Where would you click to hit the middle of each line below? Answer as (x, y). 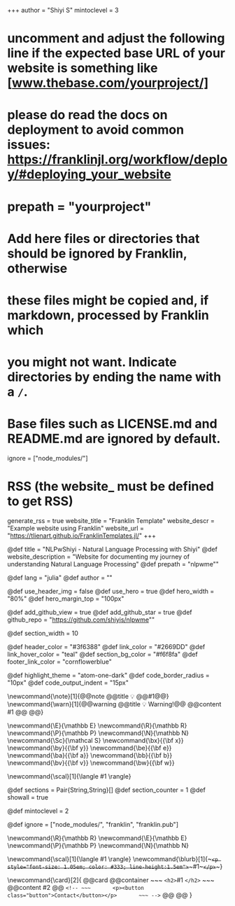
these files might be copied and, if (108, 300)
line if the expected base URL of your (116, 54)
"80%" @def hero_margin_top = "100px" (66, 599)
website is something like (83, 68)
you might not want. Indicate (92, 362)
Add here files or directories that (104, 238)
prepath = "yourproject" (79, 207)
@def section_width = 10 (43, 633)
